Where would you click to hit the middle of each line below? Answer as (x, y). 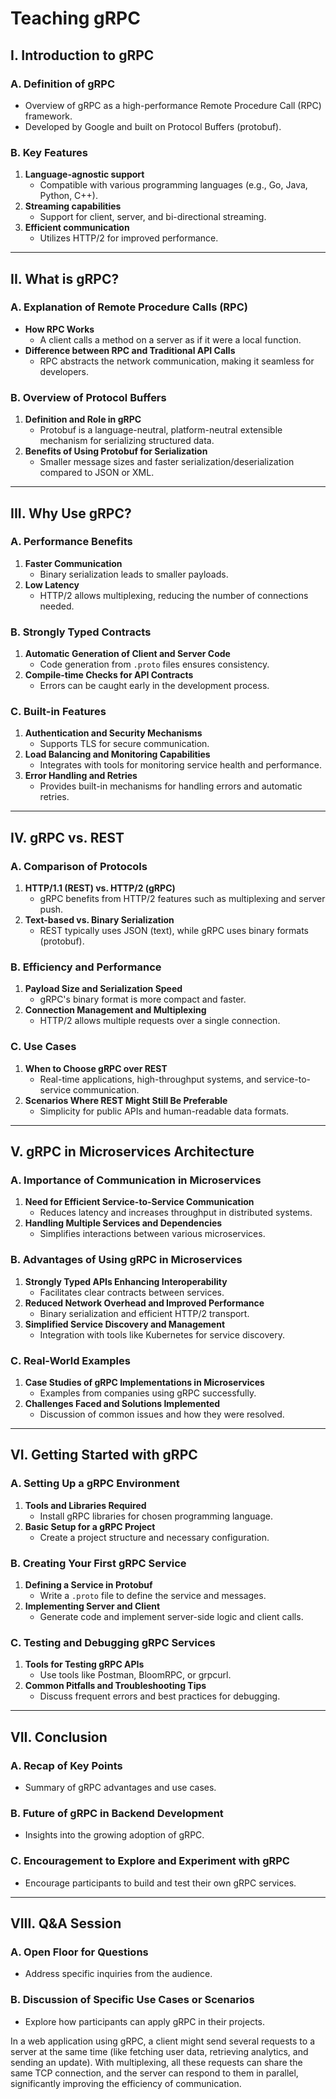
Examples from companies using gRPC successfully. (148, 1393)
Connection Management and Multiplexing (115, 1010)
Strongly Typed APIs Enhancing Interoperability (126, 1281)
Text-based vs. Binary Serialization (99, 920)
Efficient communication (77, 228)
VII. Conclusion (59, 1737)
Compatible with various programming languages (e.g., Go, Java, (173, 185)
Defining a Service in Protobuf (88, 1584)
